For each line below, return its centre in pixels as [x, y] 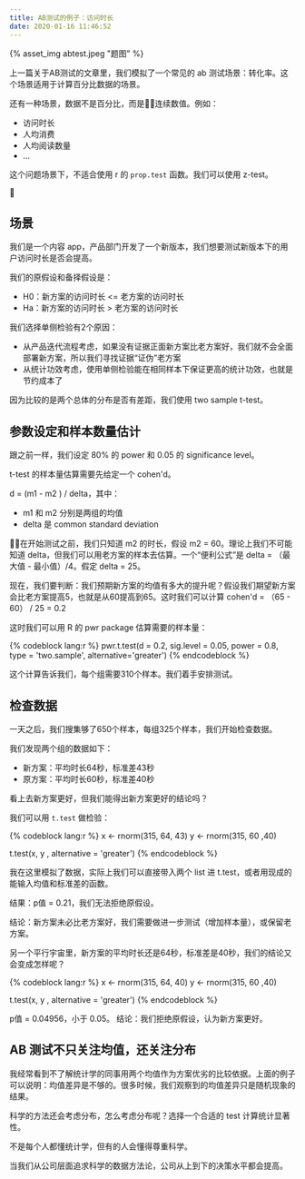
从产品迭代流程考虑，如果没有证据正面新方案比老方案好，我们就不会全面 [157, 347]
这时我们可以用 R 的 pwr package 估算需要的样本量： [108, 628]
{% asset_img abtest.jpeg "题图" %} [77, 53]
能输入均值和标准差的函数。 [61, 883]
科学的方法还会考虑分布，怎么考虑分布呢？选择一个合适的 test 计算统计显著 [150, 1115]
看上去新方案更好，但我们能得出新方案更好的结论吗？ [109, 798]
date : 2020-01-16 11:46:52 [60, 26]
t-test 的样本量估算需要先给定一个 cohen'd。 [93, 474]
